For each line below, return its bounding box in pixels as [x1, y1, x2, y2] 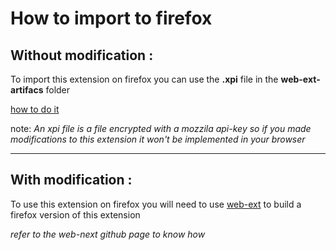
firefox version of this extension [10, 208, 141, 221]
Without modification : [10, 47, 154, 64]
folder [45, 84, 71, 96]
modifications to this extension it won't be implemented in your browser [10, 133, 306, 145]
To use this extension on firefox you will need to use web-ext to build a [10, 198, 302, 210]
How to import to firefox [10, 7, 213, 30]
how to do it [10, 103, 60, 115]
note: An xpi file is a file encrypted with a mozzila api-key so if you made [10, 123, 312, 134]
